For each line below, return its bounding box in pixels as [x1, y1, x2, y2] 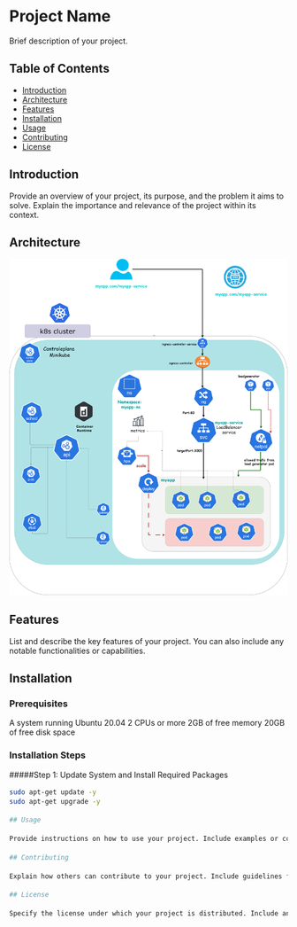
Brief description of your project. [9, 35, 128, 46]
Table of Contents [9, 61, 110, 76]
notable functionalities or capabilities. [9, 645, 146, 656]
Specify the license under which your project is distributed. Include [9, 909, 278, 918]
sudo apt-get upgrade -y [9, 797, 101, 806]
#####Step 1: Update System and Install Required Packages [9, 769, 228, 780]
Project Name [9, 6, 111, 27]
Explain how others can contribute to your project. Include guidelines [9, 871, 283, 881]
